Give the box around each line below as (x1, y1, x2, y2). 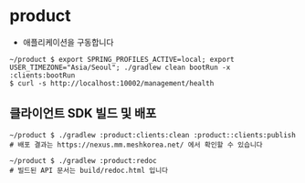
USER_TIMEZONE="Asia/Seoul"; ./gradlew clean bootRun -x (9, 63, 231, 72)
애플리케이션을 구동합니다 (22, 36, 114, 47)
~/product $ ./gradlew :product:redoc (9, 156, 157, 165)
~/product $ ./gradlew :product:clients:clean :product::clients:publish (9, 130, 297, 139)
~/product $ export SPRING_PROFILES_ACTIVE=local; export (9, 55, 235, 64)
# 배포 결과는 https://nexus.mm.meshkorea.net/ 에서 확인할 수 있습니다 (9, 140, 263, 149)
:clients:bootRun (9, 70, 76, 80)
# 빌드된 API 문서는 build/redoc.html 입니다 (9, 166, 169, 175)
